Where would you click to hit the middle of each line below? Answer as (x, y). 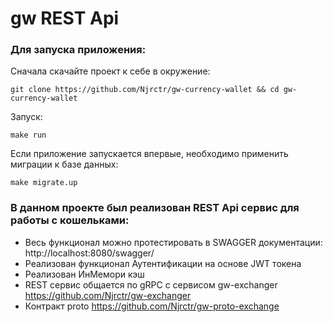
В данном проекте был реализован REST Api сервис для (155, 208)
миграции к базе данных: (64, 164)
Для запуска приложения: (78, 50)
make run (28, 135)
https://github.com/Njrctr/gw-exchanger (108, 295)
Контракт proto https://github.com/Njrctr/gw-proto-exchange (152, 306)
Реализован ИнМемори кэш (84, 274)
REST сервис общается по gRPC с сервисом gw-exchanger (151, 284)
